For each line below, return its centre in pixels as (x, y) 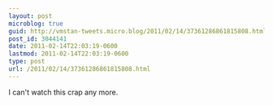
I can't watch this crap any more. (63, 92)
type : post (27, 62)
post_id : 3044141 (38, 39)
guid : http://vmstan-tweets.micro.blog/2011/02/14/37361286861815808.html (138, 31)
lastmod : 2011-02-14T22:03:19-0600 (69, 54)
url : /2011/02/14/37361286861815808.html (80, 69)
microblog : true (36, 24)
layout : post (30, 16)
